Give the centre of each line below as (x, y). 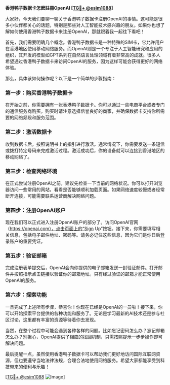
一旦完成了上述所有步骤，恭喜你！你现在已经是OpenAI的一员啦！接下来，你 (84, 307)
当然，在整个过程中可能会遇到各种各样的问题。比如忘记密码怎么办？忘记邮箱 (85, 330)
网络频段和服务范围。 (36, 118)
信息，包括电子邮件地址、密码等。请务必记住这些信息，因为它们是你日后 (85, 235)
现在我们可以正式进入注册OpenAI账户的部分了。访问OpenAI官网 (72, 222)
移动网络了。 (18, 156)
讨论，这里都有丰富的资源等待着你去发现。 (54, 319)
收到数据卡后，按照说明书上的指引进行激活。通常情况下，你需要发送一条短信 (85, 144)
